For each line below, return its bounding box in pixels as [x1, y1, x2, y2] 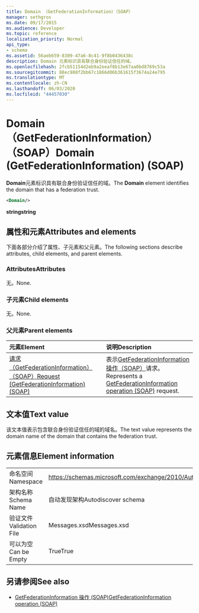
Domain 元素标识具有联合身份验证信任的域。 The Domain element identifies [6, 179, 190, 187]
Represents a [105, 372, 143, 380]
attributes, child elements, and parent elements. [6, 250, 123, 258]
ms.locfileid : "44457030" [6, 91, 70, 97]
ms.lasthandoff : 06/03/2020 [6, 86, 76, 92]
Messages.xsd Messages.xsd [48, 521, 129, 529]
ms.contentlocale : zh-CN [6, 81, 68, 86]
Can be [9, 547, 30, 556]
